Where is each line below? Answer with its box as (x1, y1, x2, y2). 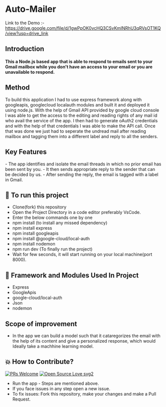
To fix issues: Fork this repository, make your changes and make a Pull (12, 391, 157, 397)
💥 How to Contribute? (5, 357, 74, 366)
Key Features (5, 148, 47, 156)
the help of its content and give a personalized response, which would (12, 338, 156, 344)
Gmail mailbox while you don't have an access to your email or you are (5, 63, 153, 70)
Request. (12, 396, 31, 402)
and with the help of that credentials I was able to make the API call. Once (5, 123, 156, 129)
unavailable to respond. (5, 69, 55, 75)
